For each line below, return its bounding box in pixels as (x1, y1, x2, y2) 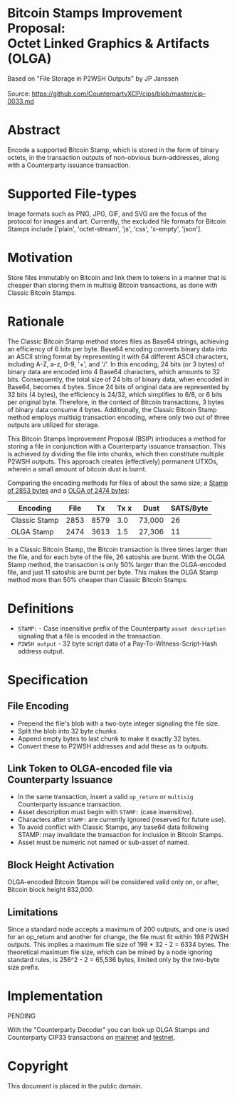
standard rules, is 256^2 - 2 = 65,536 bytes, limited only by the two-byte (7, 956, 220, 964)
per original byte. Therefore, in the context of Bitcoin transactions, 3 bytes (7, 398, 225, 406)
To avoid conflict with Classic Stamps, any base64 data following (17, 823, 209, 831)
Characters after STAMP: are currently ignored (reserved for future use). (17, 816, 226, 824)
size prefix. (7, 963, 41, 972)
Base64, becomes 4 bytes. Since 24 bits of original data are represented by (7, 382, 229, 391)
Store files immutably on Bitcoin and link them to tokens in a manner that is (7, 273, 226, 281)
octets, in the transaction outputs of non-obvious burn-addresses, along (7, 153, 219, 161)
